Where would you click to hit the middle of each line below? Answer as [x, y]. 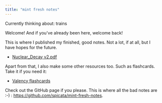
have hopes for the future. [31, 47]
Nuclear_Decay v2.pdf [34, 57]
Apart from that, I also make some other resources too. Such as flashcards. [80, 66]
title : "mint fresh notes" [32, 9]
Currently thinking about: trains [36, 23]
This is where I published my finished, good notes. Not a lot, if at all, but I [78, 42]
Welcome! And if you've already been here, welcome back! [64, 33]
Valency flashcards [31, 81]
